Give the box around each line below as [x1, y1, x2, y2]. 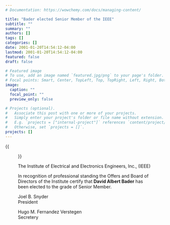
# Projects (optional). [5, 106, 56, 111]
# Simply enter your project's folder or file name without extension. [5, 115, 164, 120]
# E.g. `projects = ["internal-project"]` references [5, 120, 125, 125]
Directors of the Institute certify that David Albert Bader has [18, 178, 143, 184]
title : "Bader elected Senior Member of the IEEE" [5, 16, 114, 22]
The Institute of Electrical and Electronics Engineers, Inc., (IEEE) [18, 163, 151, 169]
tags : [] [5, 36, 24, 41]
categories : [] [5, 40, 37, 46]
